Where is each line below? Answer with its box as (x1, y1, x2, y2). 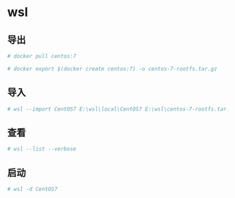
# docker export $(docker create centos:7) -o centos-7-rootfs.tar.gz (7, 65, 218, 72)
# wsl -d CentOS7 (7, 185, 58, 192)
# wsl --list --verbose (7, 146, 77, 153)
